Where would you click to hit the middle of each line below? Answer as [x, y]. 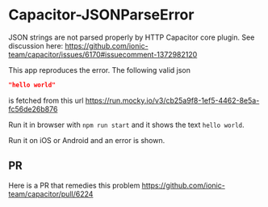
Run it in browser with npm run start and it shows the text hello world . [126, 125]
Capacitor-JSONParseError [101, 15]
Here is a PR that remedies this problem [74, 185]
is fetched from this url [46, 100]
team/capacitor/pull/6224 [51, 194]
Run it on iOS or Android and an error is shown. [87, 140]
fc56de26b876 [33, 109]
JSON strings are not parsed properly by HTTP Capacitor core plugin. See [132, 37]
